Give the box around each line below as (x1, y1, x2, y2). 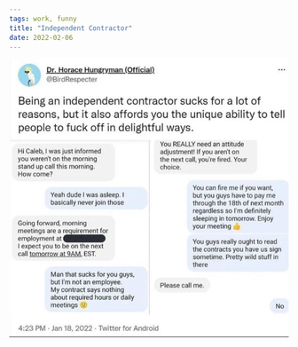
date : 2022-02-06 (9, 33, 74, 42)
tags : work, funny (9, 14, 77, 23)
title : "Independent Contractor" (9, 23, 133, 33)
